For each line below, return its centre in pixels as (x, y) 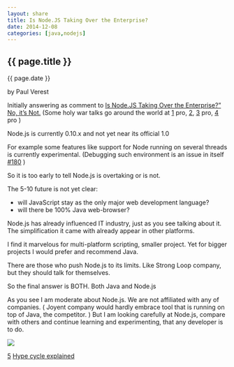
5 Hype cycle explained (41, 356)
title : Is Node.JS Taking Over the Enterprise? (78, 20)
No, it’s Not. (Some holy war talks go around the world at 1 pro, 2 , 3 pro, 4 (113, 113)
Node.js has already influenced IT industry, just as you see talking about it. (115, 223)
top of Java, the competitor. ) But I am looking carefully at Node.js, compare (116, 315)
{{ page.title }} (39, 61)
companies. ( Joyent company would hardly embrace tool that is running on (116, 307)
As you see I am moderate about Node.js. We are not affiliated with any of (113, 300)
